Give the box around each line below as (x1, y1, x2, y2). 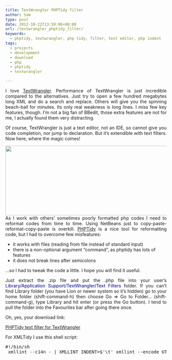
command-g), (5, 299, 34, 305)
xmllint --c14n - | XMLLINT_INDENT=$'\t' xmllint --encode (8, 349, 160, 355)
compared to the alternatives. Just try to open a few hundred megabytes (5, 93, 167, 99)
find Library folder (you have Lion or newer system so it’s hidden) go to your (5, 288, 167, 294)
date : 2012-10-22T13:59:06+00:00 (5, 21, 77, 27)
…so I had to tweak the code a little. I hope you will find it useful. (5, 268, 141, 273)
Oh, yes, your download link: (5, 315, 66, 320)
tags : (5, 41, 17, 46)
